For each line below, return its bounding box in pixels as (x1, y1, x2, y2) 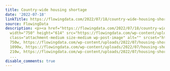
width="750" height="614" (10, 30, 65, 35)
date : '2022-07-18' (5, 12, 47, 17)
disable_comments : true (5, 58, 56, 63)
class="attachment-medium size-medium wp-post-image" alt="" (10, 35, 142, 40)
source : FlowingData (5, 21, 49, 26)
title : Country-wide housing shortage (5, 7, 87, 12)
